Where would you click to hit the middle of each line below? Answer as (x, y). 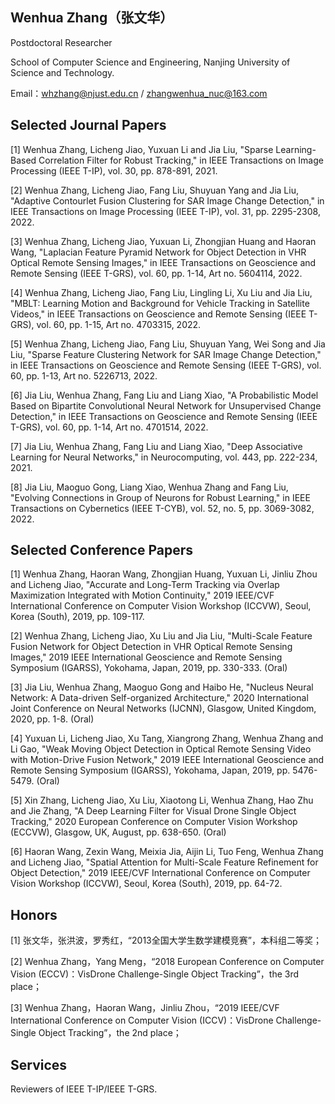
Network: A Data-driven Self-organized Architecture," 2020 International (159, 698)
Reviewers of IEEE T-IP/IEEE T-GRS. (84, 1089)
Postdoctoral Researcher (61, 42)
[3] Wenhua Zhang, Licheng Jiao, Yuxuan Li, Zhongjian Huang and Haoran (163, 241)
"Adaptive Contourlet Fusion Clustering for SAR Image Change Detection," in (167, 200)
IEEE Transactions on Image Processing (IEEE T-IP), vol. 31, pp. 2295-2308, (165, 211)
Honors (34, 914)
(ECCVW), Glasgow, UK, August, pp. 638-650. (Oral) (118, 832)
